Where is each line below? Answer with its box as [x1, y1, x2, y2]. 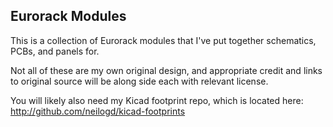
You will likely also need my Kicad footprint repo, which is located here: [10, 94, 304, 106]
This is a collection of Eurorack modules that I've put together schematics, [10, 34, 317, 46]
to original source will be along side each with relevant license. [10, 75, 269, 87]
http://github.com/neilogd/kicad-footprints [10, 105, 186, 117]
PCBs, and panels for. [10, 45, 100, 57]
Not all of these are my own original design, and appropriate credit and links [10, 64, 323, 76]
